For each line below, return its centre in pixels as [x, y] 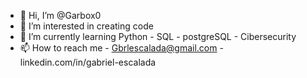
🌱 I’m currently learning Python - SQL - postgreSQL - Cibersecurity [158, 36]
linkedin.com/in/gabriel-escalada [88, 62]
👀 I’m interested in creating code [86, 26]
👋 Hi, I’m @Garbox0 [60, 15]
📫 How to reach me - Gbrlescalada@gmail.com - [121, 48]
